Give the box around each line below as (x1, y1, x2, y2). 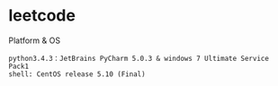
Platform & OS (8, 35, 60, 46)
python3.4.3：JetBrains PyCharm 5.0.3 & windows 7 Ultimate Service (8, 54, 269, 63)
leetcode (8, 5, 76, 26)
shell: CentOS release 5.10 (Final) (8, 69, 146, 79)
